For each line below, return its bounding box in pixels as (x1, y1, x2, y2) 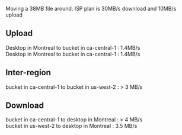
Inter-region (5, 67, 52, 78)
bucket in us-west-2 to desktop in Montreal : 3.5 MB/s (5, 123, 138, 130)
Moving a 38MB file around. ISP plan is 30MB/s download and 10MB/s (5, 5, 177, 12)
